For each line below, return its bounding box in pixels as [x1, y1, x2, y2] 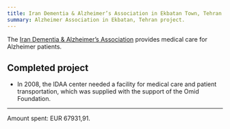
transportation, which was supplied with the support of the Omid [16, 87, 200, 96]
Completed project [7, 62, 89, 74]
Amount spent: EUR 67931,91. [7, 114, 90, 123]
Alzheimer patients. [7, 42, 62, 51]
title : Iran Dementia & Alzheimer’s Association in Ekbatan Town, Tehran [7, 10, 222, 17]
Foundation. [16, 95, 51, 103]
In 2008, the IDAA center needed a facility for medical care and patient [16, 80, 217, 89]
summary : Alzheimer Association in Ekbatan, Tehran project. [7, 16, 186, 23]
